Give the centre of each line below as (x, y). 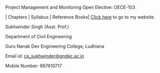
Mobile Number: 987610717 (34, 66)
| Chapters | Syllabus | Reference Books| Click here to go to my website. (80, 17)
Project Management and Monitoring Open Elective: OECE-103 (70, 7)
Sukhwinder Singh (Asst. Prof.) (37, 27)
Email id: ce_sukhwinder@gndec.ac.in (45, 56)
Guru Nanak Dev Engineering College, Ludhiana (55, 46)
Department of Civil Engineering (39, 36)
